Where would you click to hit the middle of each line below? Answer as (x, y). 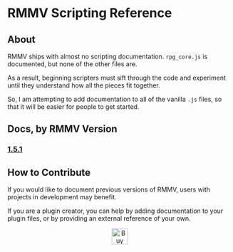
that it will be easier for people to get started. (73, 107)
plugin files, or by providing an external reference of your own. (99, 219)
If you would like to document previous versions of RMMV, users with (109, 189)
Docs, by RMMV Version (62, 129)
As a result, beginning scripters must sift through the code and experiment (116, 78)
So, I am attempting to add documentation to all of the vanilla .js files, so (115, 99)
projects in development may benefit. (62, 197)
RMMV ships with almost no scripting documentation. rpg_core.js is (108, 56)
